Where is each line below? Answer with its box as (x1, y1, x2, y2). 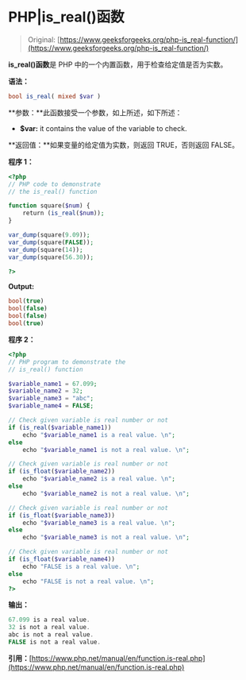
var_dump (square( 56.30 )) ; (8, 253, 94, 261)
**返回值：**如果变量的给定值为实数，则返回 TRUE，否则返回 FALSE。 (8, 140, 240, 149)
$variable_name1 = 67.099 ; (8, 380, 98, 388)
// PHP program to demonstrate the (8, 357, 126, 366)
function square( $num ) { (8, 202, 90, 210)
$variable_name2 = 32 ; (8, 387, 83, 395)
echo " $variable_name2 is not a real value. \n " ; (22, 489, 190, 497)
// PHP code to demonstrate (8, 180, 102, 188)
